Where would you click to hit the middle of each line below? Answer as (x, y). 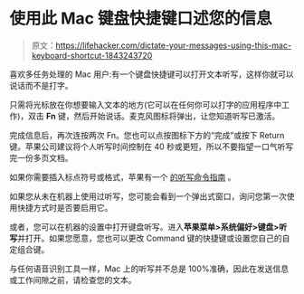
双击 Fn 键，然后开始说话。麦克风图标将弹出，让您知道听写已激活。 (154, 116)
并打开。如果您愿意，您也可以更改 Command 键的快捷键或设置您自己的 (150, 238)
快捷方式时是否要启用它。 (65, 207)
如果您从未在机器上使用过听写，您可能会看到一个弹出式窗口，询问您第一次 (148, 196)
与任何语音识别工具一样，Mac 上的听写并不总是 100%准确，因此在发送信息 (149, 269)
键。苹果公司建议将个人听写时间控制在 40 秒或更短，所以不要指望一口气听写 (152, 147)
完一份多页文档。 (41, 157)
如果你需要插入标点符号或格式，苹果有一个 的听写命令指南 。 (123, 176)
